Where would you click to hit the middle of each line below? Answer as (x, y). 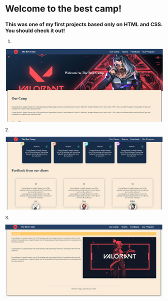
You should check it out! (35, 31)
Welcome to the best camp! (63, 9)
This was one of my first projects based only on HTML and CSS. (84, 25)
